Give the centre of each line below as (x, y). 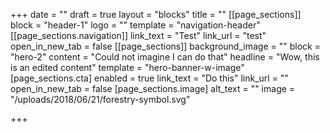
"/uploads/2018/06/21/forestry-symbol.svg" (100, 99)
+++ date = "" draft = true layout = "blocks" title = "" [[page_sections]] (156, 14)
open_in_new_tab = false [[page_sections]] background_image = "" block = (165, 46)
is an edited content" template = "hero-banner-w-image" (127, 67)
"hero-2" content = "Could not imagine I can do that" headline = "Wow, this (165, 57)
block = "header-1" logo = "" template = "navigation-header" (135, 25)
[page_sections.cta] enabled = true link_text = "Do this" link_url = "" (149, 78)
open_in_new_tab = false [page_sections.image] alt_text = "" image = (153, 88)
